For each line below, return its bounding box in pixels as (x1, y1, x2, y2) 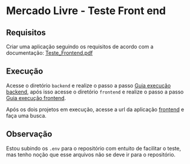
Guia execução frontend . (6, 94, 66, 101)
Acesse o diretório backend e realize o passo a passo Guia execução (6, 82, 171, 89)
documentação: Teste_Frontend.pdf (6, 49, 93, 56)
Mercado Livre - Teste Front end (6, 4, 166, 18)
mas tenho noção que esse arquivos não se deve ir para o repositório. (6, 151, 176, 158)
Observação (6, 129, 52, 139)
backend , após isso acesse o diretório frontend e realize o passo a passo (6, 88, 184, 95)
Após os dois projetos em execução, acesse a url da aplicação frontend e (6, 106, 184, 113)
